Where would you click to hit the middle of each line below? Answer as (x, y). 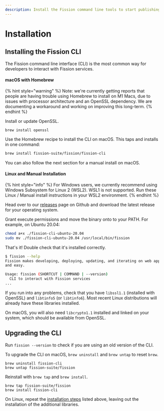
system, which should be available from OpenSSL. (56, 318)
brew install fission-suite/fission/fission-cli (55, 153)
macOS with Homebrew (30, 80)
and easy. (15, 265)
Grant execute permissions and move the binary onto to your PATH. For (77, 219)
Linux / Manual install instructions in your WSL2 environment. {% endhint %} (82, 195)
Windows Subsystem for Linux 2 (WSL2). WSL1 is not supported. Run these (81, 190)
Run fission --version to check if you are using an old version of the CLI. (79, 345)
